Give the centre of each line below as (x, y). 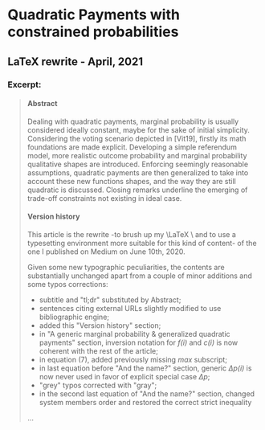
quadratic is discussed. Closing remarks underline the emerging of (137, 190)
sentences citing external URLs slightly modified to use (130, 308)
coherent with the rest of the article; (98, 350)
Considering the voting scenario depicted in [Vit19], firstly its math (137, 138)
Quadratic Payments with (94, 15)
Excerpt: (24, 84)
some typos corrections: (68, 284)
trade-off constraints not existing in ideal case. (104, 198)
